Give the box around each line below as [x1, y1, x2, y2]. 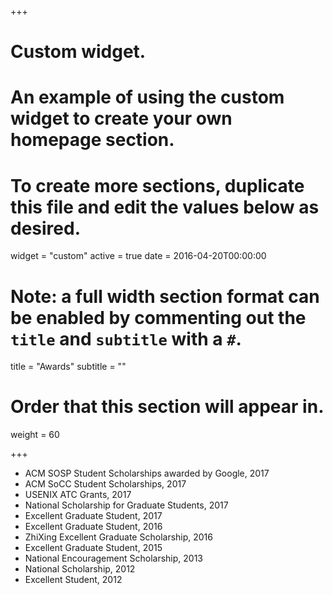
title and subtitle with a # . [10, 327, 242, 350]
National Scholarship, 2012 [24, 563, 136, 575]
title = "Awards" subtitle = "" [10, 361, 127, 373]
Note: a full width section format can [10, 285, 320, 308]
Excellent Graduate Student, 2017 [24, 510, 163, 522]
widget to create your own [10, 107, 233, 130]
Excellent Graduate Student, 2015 [24, 542, 163, 554]
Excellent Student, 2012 [24, 574, 123, 586]
